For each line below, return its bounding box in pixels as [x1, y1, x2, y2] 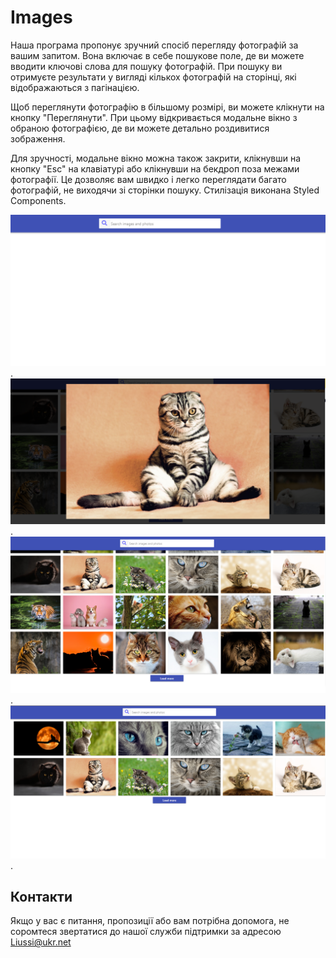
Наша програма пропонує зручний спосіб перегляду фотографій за [10, 39, 299, 51]
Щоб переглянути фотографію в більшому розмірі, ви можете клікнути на [10, 101, 325, 113]
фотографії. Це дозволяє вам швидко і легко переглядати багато [10, 173, 287, 185]
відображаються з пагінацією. [10, 81, 140, 93]
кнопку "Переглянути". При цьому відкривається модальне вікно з [10, 111, 298, 123]
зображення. [10, 132, 66, 145]
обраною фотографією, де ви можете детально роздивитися [10, 122, 270, 134]
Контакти [10, 888, 73, 905]
